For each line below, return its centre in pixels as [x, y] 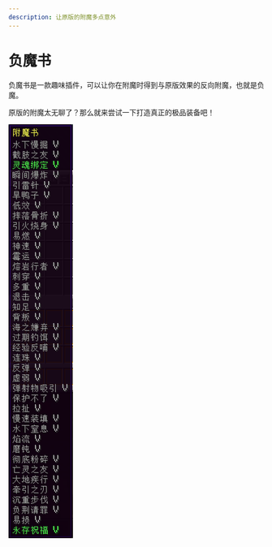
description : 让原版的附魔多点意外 [62, 17]
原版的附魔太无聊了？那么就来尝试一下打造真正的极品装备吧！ [112, 112]
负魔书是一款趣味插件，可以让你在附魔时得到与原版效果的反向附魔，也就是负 [136, 84]
